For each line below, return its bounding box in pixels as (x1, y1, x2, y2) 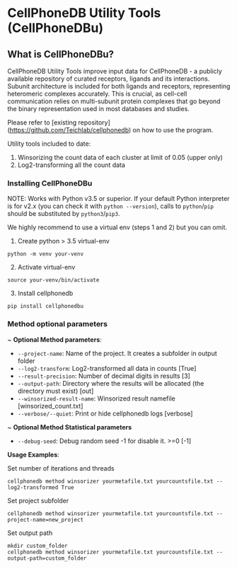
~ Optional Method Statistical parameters (7, 423, 132, 431)
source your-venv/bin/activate (7, 277, 100, 284)
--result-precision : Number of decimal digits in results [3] (17, 372, 191, 380)
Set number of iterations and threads (7, 464, 115, 472)
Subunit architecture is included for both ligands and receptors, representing (7, 82, 231, 90)
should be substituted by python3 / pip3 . (7, 209, 120, 218)
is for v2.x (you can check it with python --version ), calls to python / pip (7, 202, 214, 210)
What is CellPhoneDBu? (7, 48, 115, 60)
